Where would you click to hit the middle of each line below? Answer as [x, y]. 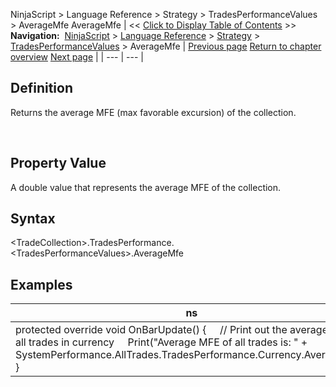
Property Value [58, 163]
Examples [41, 284]
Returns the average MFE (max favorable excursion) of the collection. [153, 112]
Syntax [33, 219]
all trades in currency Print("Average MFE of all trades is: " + [161, 342]
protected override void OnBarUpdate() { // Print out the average [171, 330]
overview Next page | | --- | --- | [77, 57]
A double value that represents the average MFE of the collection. [146, 187]
